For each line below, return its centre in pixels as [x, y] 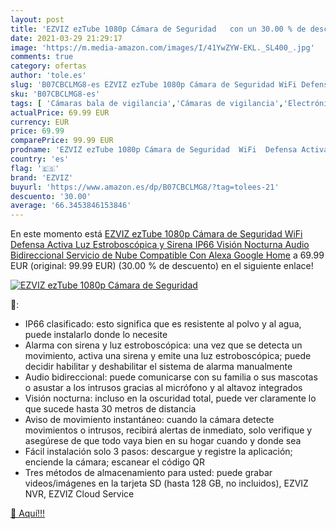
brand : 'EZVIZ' [42, 177]
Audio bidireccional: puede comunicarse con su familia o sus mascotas [171, 377]
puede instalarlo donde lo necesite [96, 335]
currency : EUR [40, 122]
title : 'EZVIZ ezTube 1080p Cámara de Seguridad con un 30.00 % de [158, 29]
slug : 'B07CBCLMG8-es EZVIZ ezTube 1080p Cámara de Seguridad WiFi [154, 85]
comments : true [42, 57]
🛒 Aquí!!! [28, 513]
